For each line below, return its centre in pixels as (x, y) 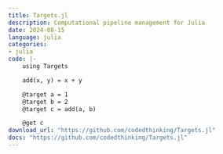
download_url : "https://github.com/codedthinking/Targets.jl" (112, 131)
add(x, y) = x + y (52, 80)
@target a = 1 (45, 95)
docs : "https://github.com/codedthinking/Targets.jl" (98, 138)
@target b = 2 (45, 102)
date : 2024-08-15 (37, 30)
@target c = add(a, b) (59, 109)
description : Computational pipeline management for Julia (107, 23)
